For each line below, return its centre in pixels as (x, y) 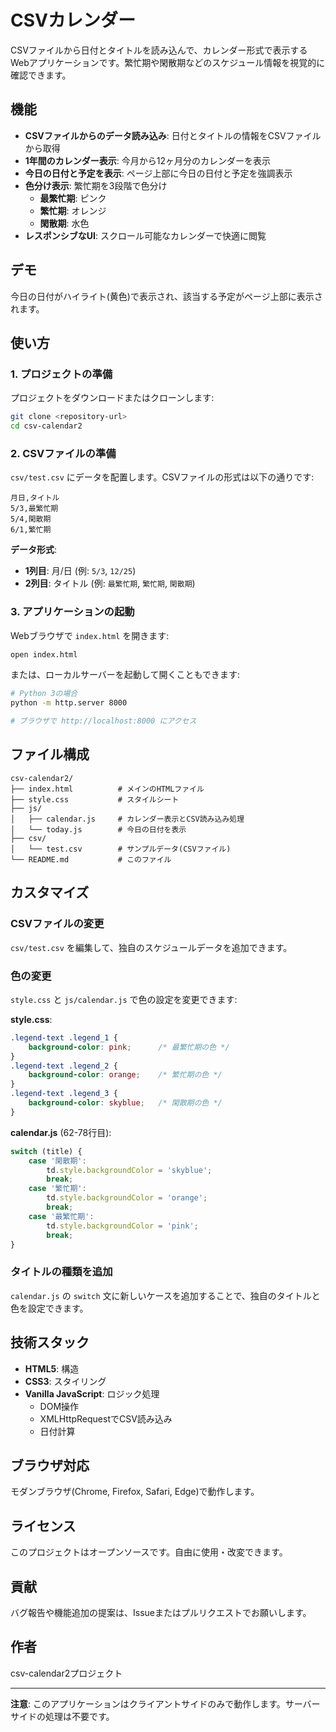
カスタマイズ (50, 892)
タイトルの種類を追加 (61, 1272)
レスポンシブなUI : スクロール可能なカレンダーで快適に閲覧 (145, 235)
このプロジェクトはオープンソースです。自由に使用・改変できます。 (149, 1552)
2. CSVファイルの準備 (63, 453)
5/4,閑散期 (31, 519)
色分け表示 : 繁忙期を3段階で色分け (96, 185)
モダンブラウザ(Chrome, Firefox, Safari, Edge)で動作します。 (135, 1492)
